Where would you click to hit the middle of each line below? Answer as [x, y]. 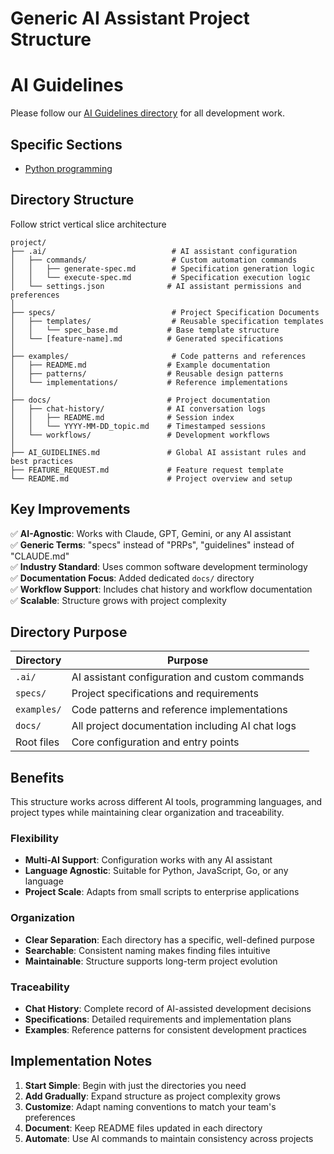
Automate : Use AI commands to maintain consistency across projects [169, 1138]
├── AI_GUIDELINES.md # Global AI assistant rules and [158, 452]
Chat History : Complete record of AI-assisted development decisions [168, 1009]
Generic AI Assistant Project [130, 18]
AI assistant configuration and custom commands [188, 677]
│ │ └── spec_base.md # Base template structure [145, 330]
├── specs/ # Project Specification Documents [165, 312]
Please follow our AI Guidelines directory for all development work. [147, 113]
